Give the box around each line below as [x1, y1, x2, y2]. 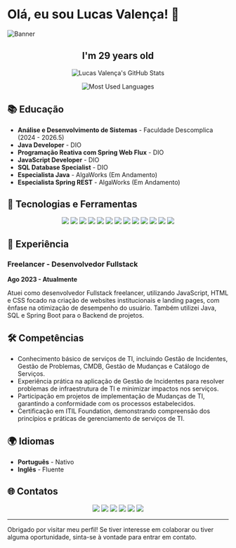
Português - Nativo [17, 457, 74, 466]
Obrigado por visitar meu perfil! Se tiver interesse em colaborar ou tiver [7, 525, 214, 533]
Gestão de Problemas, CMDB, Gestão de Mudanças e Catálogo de [17, 362, 209, 370]
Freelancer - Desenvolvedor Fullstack [7, 259, 138, 269]
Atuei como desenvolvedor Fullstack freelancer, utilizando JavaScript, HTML [7, 289, 229, 297]
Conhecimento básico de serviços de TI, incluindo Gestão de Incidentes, [17, 354, 228, 363]
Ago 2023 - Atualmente [7, 275, 78, 284]
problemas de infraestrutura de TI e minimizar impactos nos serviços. [17, 384, 219, 393]
